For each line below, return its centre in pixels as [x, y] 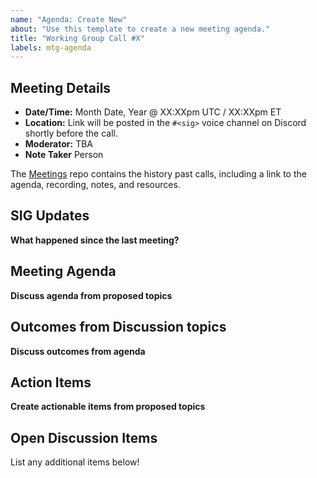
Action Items [51, 382]
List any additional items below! [75, 462]
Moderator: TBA [58, 144]
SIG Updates [50, 216]
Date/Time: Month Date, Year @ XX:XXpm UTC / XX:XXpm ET [153, 112]
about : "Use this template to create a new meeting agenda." [140, 29]
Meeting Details [61, 87]
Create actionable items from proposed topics [108, 407]
